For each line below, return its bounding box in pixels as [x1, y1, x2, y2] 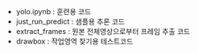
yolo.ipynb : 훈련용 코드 [15, 7, 92, 16]
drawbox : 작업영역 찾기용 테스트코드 [15, 36, 134, 46]
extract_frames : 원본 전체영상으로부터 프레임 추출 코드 [15, 27, 191, 36]
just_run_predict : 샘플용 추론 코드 [15, 17, 126, 26]
